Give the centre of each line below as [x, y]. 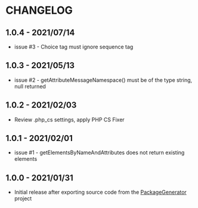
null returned [30, 86]
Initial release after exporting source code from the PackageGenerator [100, 192]
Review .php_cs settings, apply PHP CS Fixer [69, 120]
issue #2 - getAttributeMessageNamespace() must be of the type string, [103, 80]
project [23, 198]
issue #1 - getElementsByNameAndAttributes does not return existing [99, 152]
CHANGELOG [39, 10]
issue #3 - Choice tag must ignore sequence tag [74, 47]
